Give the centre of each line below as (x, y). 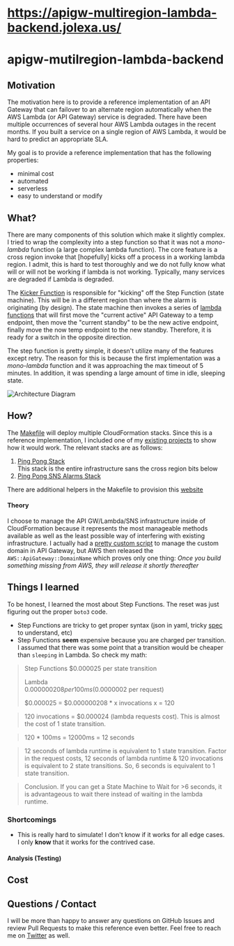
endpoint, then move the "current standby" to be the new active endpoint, (113, 322)
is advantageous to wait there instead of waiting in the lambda (114, 794)
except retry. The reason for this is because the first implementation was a (114, 358)
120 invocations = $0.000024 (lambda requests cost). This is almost (122, 716)
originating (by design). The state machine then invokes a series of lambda (114, 308)
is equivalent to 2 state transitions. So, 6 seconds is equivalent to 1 (120, 765)
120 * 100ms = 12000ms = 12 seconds (79, 737)
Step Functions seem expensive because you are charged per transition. (122, 640)
